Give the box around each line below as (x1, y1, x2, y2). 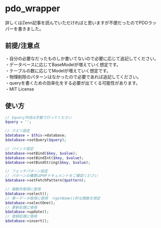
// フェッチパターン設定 (5, 169, 48, 174)
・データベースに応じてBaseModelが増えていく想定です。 (5, 62, 121, 68)
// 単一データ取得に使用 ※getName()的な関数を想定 (5, 196, 101, 201)
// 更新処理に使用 (5, 205, 38, 210)
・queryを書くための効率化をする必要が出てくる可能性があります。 (5, 80, 141, 86)
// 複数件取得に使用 (5, 187, 41, 192)
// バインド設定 (5, 146, 34, 151)
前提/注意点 (5, 42, 40, 50)
